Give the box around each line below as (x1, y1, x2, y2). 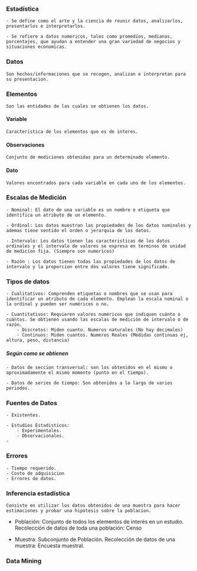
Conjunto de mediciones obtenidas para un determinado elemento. (6, 154, 170, 161)
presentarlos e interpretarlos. (6, 23, 86, 30)
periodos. (6, 386, 31, 391)
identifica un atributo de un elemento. (6, 212, 107, 218)
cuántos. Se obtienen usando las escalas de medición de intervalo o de (6, 317, 189, 323)
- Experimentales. (17, 428, 62, 434)
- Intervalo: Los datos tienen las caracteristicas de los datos (6, 238, 170, 244)
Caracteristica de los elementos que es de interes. (6, 129, 139, 135)
